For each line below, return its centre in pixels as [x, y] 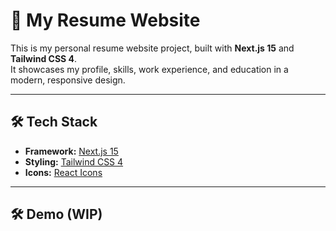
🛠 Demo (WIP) [56, 214]
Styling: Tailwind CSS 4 [74, 161]
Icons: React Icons [63, 172]
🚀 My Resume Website [105, 20]
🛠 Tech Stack [54, 122]
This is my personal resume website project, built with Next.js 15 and [152, 48]
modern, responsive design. [68, 80]
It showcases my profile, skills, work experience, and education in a [149, 69]
